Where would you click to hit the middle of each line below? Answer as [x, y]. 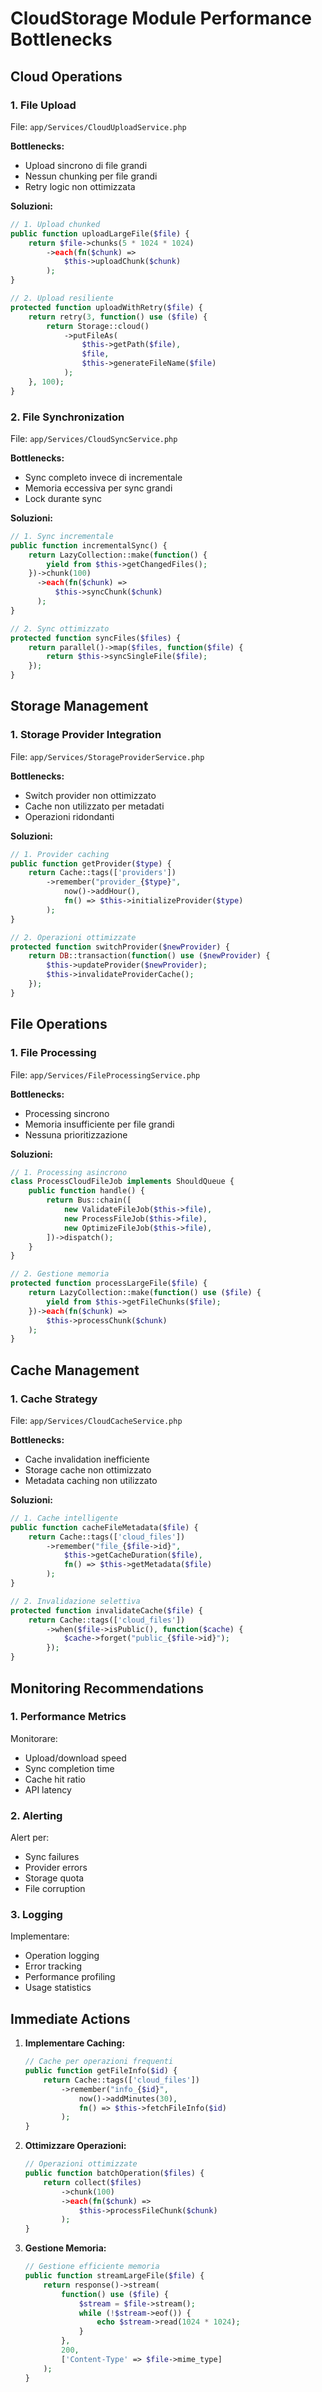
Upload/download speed [75, 1758]
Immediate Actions [70, 2018]
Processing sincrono [67, 1113]
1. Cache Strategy [54, 1399]
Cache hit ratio [55, 1779]
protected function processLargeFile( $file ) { [109, 1283]
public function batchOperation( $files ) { [114, 2173]
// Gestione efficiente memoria [92, 2267]
